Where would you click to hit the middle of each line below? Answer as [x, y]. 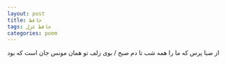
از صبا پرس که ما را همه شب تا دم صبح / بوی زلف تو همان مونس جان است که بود [113, 53]
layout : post [26, 14]
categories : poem [32, 33]
